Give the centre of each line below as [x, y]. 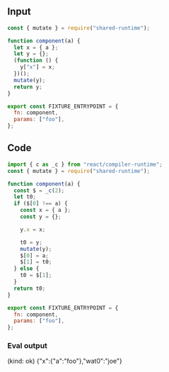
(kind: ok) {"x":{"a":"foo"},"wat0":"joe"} [65, 361]
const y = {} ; [41, 217]
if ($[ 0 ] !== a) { [41, 204]
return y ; [28, 87]
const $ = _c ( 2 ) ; [39, 191]
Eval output [28, 346]
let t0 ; [25, 197]
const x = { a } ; [46, 210]
